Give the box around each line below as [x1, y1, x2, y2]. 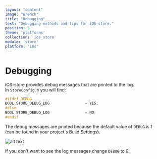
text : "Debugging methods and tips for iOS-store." [5, 21, 114, 26]
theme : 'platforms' [5, 30, 46, 35]
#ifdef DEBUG [5, 96, 32, 101]
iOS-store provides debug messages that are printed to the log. [5, 81, 135, 87]
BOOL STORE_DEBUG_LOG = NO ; [5, 110, 97, 115]
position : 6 [5, 26, 30, 31]
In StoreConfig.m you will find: [5, 87, 66, 93]
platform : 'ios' [5, 44, 39, 49]
